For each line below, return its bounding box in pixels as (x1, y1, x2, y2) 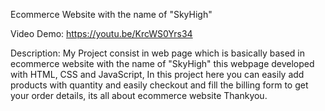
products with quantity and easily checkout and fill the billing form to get (10, 79, 309, 91)
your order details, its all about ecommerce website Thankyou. (10, 90, 268, 101)
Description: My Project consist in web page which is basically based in (10, 47, 306, 59)
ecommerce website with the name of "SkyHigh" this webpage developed (10, 58, 315, 69)
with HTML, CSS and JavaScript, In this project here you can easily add (10, 69, 305, 80)
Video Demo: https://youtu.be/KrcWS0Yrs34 (10, 28, 193, 39)
